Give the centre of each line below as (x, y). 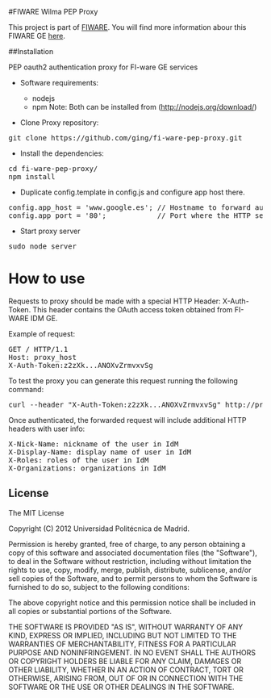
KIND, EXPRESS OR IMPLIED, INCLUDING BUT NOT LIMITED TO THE (123, 635)
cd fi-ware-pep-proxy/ (53, 169)
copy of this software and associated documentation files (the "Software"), (133, 553)
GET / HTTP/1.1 (38, 349)
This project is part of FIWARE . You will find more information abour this (127, 27)
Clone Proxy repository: (59, 123)
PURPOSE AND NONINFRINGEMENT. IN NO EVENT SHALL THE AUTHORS (132, 652)
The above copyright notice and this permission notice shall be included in (132, 602)
